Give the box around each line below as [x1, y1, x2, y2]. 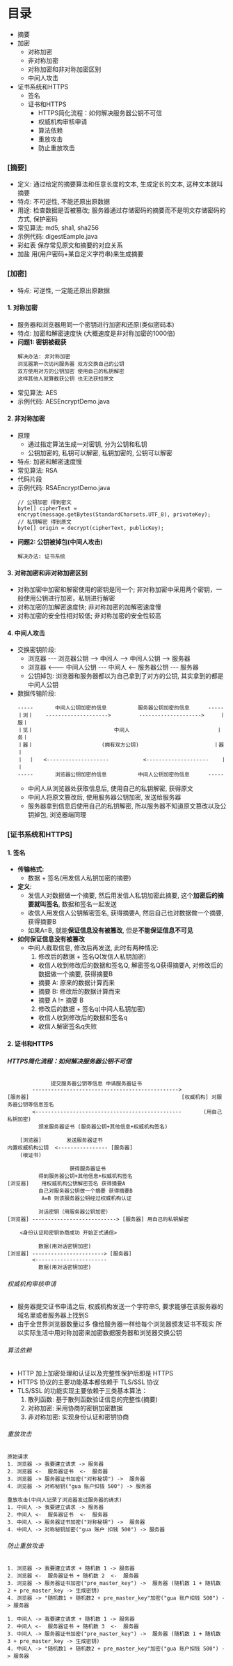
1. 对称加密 [7, 304, 38, 312]
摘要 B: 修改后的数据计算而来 [38, 987, 121, 996]
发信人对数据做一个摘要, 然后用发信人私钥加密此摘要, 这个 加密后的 [27, 891, 218, 900]
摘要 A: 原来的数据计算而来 [38, 978, 115, 987]
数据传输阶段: [17, 689, 56, 698]
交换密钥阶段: [17, 646, 56, 654]
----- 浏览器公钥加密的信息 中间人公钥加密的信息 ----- [17, 772, 224, 779]
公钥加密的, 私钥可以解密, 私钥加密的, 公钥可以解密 [27, 448, 172, 457]
